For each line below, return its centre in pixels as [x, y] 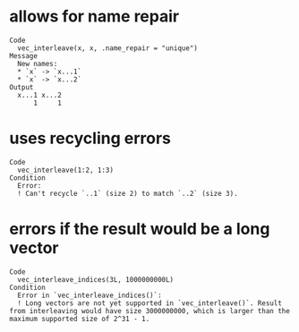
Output [21, 87]
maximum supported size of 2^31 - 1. [80, 319]
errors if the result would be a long [140, 229]
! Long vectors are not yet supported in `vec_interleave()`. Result [149, 303]
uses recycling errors [90, 138]
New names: [38, 64]
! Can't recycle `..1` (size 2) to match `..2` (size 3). [128, 193]
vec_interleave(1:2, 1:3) [66, 170]
